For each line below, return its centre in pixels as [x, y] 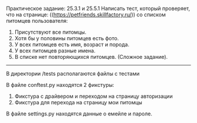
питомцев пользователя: [37, 21]
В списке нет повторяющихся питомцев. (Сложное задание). [91, 57]
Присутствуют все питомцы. [50, 32]
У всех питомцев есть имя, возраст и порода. [72, 44]
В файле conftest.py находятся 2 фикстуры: [60, 85]
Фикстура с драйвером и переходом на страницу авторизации [94, 96]
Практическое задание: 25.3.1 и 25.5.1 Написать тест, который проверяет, [98, 8]
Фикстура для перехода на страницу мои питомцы [78, 102]
